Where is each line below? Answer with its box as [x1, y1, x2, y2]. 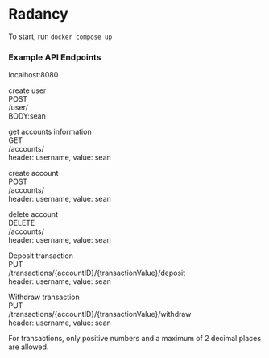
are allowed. [8, 342, 49, 352]
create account [8, 169, 59, 178]
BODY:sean [8, 111, 46, 121]
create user [8, 85, 47, 95]
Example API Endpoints [8, 52, 101, 63]
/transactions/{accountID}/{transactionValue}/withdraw [8, 310, 192, 319]
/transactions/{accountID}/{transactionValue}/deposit [8, 268, 186, 278]
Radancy [8, 5, 68, 23]
